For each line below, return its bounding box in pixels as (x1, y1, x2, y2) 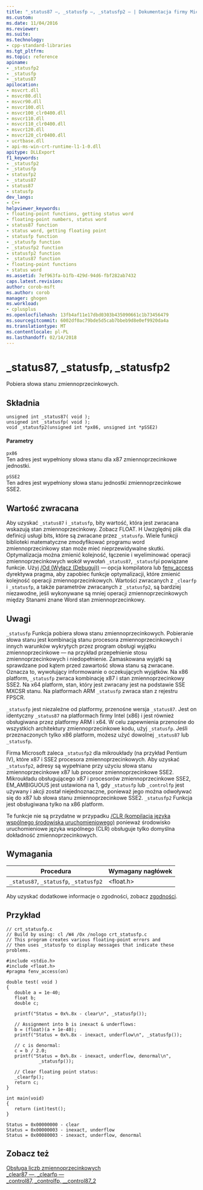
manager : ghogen (6, 295, 47, 301)
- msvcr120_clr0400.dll (6, 132, 66, 139)
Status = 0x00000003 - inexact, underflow (6, 1127, 115, 1133)
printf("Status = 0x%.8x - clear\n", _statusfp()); (14, 1011, 147, 1017)
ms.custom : (6, 14, 34, 21)
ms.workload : (6, 301, 39, 307)
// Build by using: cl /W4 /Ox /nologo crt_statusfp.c (6, 931, 147, 938)
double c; (14, 1000, 39, 1006)
